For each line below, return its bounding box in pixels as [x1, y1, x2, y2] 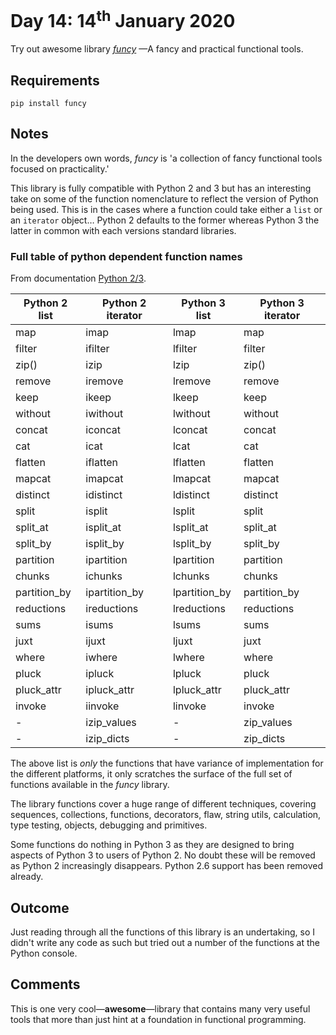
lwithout [172, 407, 211, 421]
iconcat [85, 423, 121, 437]
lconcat [172, 423, 208, 437]
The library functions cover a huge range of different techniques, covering [10, 798, 317, 810]
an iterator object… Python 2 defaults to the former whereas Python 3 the [10, 214, 320, 226]
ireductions [85, 602, 139, 616]
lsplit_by [172, 537, 212, 551]
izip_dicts [85, 732, 130, 746]
